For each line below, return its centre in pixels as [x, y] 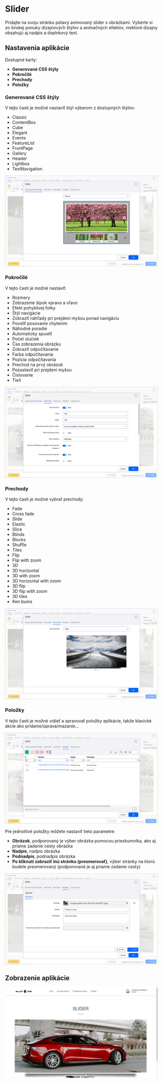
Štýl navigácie [26, 313]
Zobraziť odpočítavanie [35, 349]
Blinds [18, 534]
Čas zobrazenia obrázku [36, 344]
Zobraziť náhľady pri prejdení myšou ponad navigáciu [66, 318]
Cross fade [23, 514]
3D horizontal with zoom [37, 581]
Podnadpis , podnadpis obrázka [44, 856]
